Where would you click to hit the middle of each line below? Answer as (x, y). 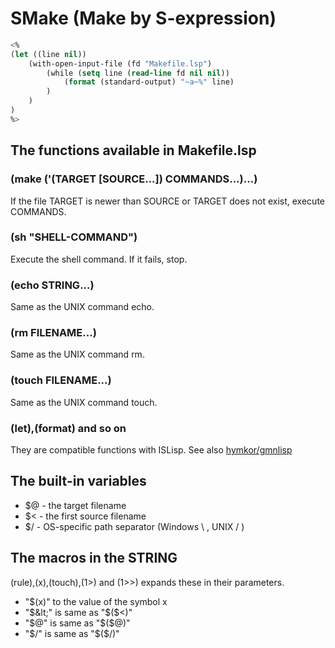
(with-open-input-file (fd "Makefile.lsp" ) (120, 63)
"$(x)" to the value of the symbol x (96, 601)
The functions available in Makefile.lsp (133, 150)
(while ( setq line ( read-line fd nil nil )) (138, 73)
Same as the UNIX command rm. (77, 354)
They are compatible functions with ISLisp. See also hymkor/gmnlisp (151, 449)
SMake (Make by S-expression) (143, 18)
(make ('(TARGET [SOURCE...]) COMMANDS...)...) (134, 179)
